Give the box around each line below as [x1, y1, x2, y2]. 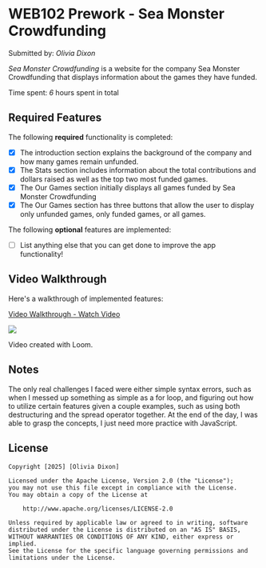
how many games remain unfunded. [19, 157, 139, 166]
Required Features [8, 111, 102, 125]
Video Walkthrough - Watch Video [8, 309, 121, 318]
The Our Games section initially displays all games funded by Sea [19, 182, 236, 192]
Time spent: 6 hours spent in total [8, 87, 120, 97]
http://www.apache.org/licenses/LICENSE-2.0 [22, 505, 173, 513]
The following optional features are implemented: [8, 225, 172, 234]
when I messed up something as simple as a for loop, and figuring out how [8, 393, 254, 402]
